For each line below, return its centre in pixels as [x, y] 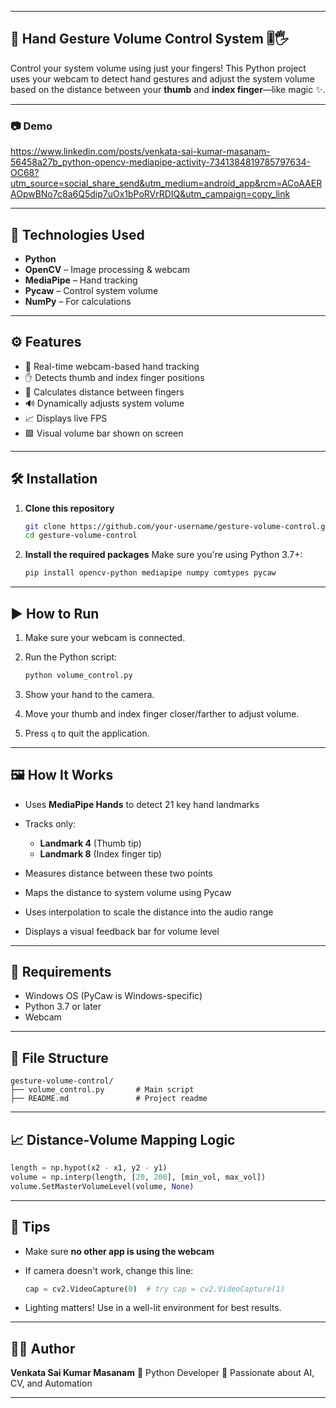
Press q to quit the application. [87, 733]
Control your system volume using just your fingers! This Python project [158, 68]
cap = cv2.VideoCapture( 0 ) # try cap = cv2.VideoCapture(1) [155, 1289]
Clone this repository [69, 508]
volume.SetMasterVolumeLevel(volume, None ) [102, 1186]
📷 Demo [31, 126]
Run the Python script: [71, 657]
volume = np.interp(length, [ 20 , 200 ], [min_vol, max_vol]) [138, 1177]
